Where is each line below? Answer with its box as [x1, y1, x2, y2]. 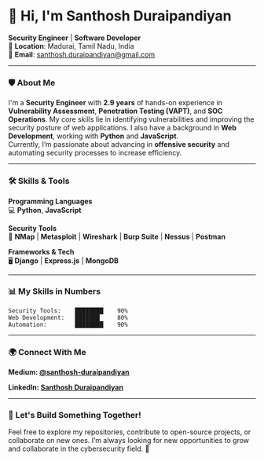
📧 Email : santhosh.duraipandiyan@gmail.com [8, 49, 156, 59]
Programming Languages [8, 196, 93, 206]
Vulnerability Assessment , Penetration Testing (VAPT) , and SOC [8, 106, 223, 116]
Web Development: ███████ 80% [8, 313, 128, 321]
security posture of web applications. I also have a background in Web [8, 123, 237, 133]
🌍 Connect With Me [8, 346, 86, 357]
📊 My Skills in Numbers [8, 286, 101, 297]
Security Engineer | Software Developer [8, 33, 141, 42]
